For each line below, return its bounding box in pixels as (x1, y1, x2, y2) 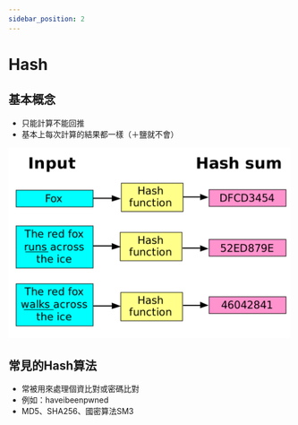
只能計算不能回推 (21, 117, 85, 128)
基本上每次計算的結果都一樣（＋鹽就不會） (21, 128, 179, 139)
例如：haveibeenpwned (21, 395, 109, 405)
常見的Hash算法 (8, 358, 98, 373)
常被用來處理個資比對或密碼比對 (21, 384, 140, 395)
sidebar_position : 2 (8, 14, 86, 23)
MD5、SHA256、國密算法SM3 (21, 406, 134, 417)
